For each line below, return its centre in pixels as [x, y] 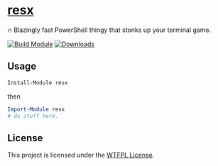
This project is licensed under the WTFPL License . [81, 155]
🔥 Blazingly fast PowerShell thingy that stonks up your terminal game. [109, 30]
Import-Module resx [36, 109]
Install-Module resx [38, 83]
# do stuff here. [33, 116]
